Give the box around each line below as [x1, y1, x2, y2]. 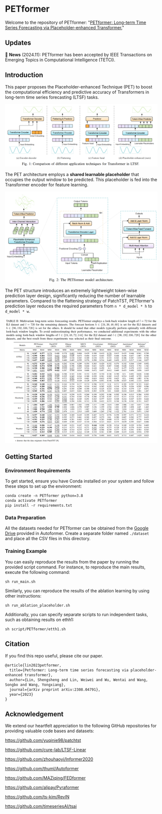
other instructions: [5, 593, 42, 599]
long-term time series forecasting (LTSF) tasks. [5, 94, 99, 100]
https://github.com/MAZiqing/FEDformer [5, 775, 86, 781]
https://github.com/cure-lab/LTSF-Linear [5, 747, 87, 753]
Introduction [5, 71, 44, 79]
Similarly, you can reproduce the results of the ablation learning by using [5, 587, 150, 594]
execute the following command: [5, 569, 70, 575]
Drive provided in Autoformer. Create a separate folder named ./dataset [5, 531, 149, 536]
